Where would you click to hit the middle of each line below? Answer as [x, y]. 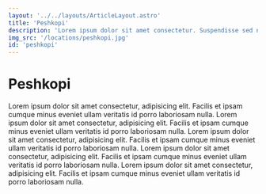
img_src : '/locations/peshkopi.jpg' [68, 38]
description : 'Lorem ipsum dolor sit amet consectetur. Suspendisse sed [131, 30]
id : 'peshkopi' [33, 45]
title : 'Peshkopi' [38, 23]
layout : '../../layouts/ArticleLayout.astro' [84, 15]
